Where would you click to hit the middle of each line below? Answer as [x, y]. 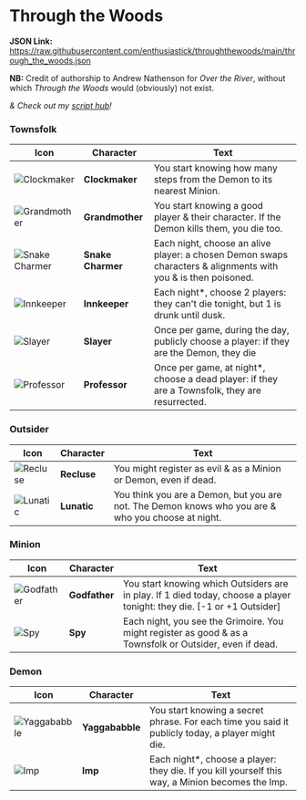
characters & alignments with [216, 266]
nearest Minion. [187, 191]
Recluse [78, 473]
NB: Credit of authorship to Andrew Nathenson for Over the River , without [148, 78]
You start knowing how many [215, 168]
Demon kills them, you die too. [218, 229]
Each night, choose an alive [212, 244]
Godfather [92, 595]
